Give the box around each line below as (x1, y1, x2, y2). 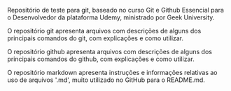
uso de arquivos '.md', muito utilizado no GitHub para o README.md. (7, 76, 205, 84)
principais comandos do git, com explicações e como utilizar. (7, 34, 184, 42)
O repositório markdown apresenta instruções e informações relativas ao (7, 69, 218, 76)
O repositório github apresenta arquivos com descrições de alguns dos (7, 48, 212, 56)
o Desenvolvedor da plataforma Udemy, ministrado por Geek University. (7, 13, 215, 22)
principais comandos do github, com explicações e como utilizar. (7, 55, 195, 63)
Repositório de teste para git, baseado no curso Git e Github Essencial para (7, 6, 224, 14)
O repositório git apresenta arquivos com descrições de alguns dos (7, 27, 202, 35)
